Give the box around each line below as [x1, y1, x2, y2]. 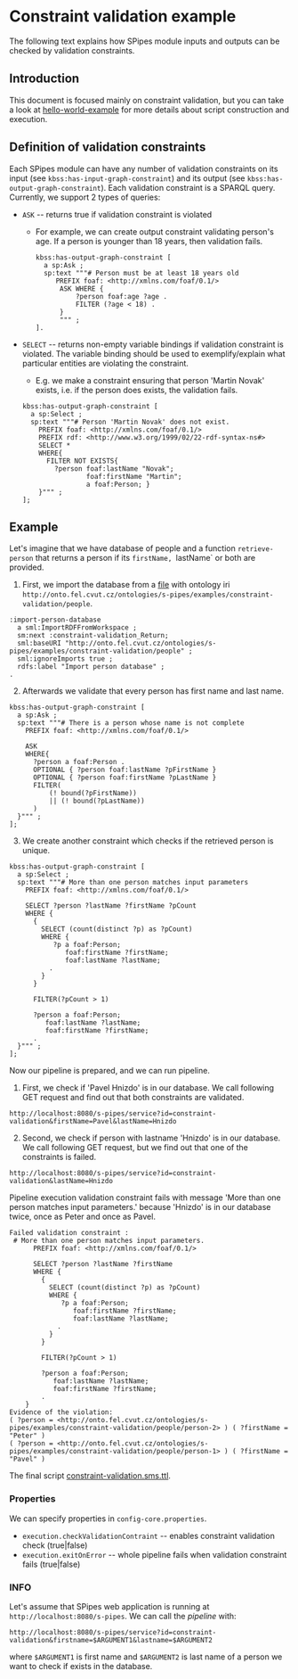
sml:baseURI [17, 639, 62, 648]
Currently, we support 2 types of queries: [9, 192, 161, 202]
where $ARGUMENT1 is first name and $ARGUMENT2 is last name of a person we [9, 1651, 283, 1662]
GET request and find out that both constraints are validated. [21, 1092, 245, 1103]
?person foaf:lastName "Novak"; [54, 464, 174, 473]
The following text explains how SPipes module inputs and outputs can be [9, 36, 280, 46]
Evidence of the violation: [9, 1408, 114, 1417]
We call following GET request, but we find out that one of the [21, 1142, 249, 1153]
